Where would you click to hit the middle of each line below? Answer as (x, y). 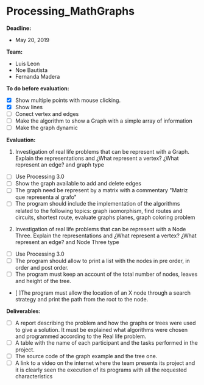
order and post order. (42, 267)
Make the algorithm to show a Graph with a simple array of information (104, 121)
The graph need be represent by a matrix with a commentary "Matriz (101, 190)
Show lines (29, 107)
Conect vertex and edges (47, 114)
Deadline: (19, 28)
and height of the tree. (43, 281)
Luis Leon (27, 63)
